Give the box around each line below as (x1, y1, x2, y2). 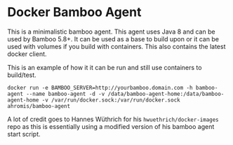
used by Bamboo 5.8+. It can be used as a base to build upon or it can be (7, 34, 220, 43)
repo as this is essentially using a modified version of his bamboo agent (7, 122, 215, 130)
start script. (7, 130, 41, 138)
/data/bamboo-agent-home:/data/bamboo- (107, 90, 225, 97)
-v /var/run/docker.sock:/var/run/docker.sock (41, 96, 180, 104)
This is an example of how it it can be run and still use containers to (7, 63, 202, 71)
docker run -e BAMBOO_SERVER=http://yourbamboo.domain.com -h (7, 84, 193, 91)
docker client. (7, 50, 47, 58)
